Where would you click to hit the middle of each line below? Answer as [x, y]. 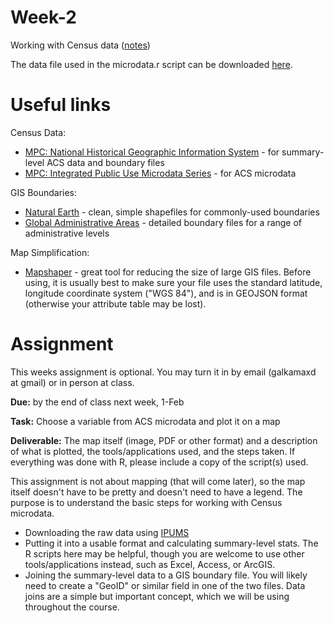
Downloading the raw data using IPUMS [107, 532]
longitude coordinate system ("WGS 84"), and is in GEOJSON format [166, 293]
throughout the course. [72, 607]
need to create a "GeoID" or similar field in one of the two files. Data [165, 585]
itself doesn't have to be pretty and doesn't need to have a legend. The [156, 492]
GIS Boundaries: [44, 192]
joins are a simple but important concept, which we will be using [157, 596]
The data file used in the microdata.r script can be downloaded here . [151, 64]
